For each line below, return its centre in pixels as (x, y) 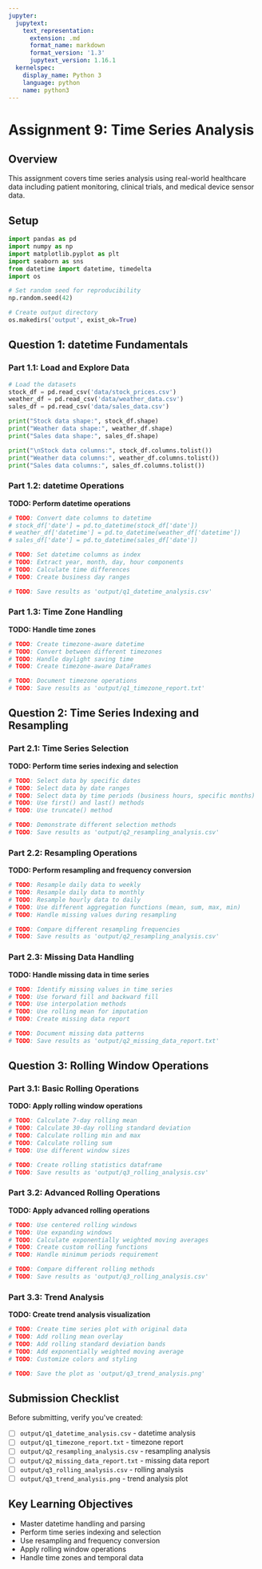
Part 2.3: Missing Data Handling (71, 957)
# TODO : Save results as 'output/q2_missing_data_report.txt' (114, 1041)
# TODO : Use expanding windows (60, 1232)
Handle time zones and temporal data (81, 1557)
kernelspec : (36, 68)
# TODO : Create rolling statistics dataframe (85, 1165)
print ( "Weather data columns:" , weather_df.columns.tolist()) (114, 458)
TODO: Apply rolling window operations (75, 1106)
